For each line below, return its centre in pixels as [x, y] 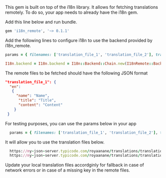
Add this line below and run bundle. [41, 22]
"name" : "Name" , [33, 96]
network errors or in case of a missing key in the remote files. [67, 170]
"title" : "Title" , [37, 101]
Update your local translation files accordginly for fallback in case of [75, 165]
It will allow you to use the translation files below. [55, 142]
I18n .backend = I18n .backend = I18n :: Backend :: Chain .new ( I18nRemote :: [79, 64]
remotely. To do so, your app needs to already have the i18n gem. [72, 12]
